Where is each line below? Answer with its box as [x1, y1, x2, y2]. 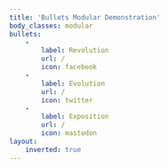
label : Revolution [41, 46, 109, 55]
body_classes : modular [9, 21, 93, 30]
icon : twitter [41, 95, 93, 105]
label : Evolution [41, 79, 105, 88]
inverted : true [25, 145, 82, 154]
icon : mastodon [41, 129, 98, 138]
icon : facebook [41, 63, 98, 72]
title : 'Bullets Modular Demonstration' [9, 12, 162, 22]
